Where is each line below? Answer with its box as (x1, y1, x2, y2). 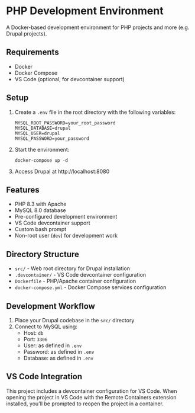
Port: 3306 (23, 336, 48, 342)
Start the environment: (14, 146, 70, 153)
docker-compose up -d (14, 157, 68, 164)
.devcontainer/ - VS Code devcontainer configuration (14, 271, 147, 278)
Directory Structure (6, 249, 80, 259)
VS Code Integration (6, 372, 83, 382)
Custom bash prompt (14, 226, 67, 233)
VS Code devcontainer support (14, 219, 90, 226)
